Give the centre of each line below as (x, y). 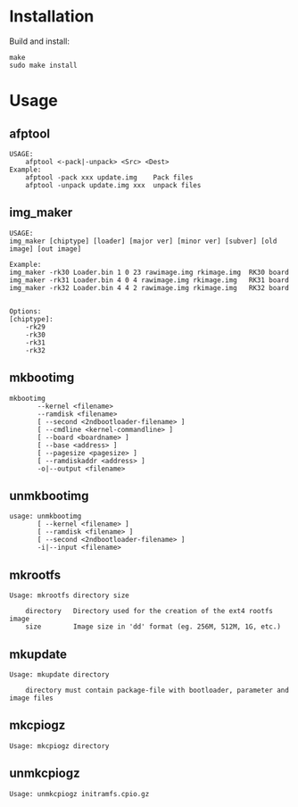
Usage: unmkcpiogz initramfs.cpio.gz (79, 794)
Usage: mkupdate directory (59, 675)
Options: (25, 311)
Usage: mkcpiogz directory (59, 746)
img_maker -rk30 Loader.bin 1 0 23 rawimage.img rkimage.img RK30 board (149, 272)
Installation (52, 17)
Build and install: (39, 41)
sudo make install (43, 65)
